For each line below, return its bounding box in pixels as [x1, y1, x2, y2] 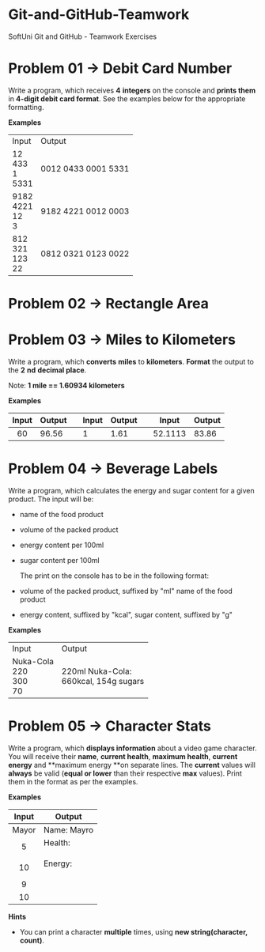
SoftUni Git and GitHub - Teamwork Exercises [8, 32, 157, 41]
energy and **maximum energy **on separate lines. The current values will [8, 760, 256, 769]
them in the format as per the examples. [8, 776, 138, 786]
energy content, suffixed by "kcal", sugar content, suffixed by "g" [19, 610, 233, 619]
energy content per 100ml [19, 540, 104, 550]
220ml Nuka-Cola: [61, 666, 132, 677]
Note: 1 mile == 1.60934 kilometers [8, 381, 125, 390]
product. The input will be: [8, 494, 94, 504]
